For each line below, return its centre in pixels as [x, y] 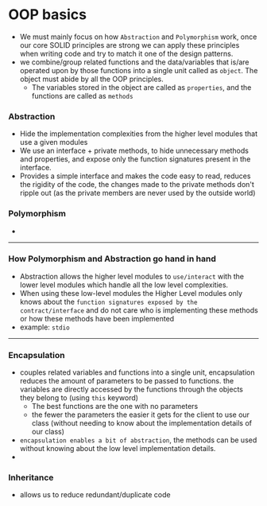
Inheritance [31, 477]
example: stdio [44, 327]
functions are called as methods [82, 95]
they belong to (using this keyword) [79, 398]
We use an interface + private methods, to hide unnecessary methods [134, 151]
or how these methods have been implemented [97, 318]
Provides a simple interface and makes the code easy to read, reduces [135, 176]
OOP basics [48, 15]
